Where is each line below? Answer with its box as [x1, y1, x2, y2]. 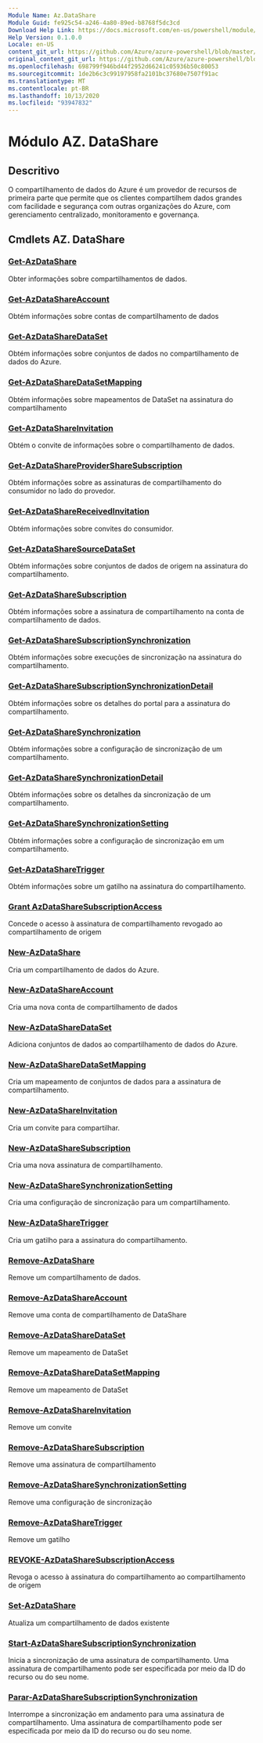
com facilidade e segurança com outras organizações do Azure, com [8, 202, 231, 211]
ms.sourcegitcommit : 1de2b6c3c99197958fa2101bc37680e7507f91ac [8, 70, 219, 78]
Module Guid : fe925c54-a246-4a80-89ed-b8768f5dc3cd [8, 19, 180, 27]
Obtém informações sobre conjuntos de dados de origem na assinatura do [8, 561, 249, 570]
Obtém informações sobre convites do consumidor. [8, 524, 174, 533]
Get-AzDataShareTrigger [8, 864, 105, 875]
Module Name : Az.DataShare [8, 11, 96, 20]
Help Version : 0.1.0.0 [8, 33, 82, 42]
